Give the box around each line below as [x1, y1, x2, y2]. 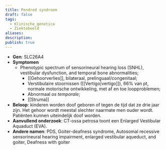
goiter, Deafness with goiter [12, 139, 70, 145]
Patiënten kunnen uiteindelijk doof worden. [12, 112, 102, 118]
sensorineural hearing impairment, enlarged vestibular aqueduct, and [12, 133, 156, 139]
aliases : [5, 31, 24, 36]
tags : [5, 17, 17, 22]
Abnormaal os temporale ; [27, 91, 80, 97]
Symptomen [12, 59, 39, 65]
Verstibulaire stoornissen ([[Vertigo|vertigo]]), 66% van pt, [27, 80, 149, 86]
